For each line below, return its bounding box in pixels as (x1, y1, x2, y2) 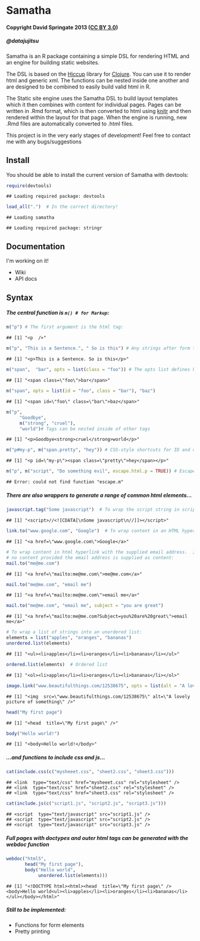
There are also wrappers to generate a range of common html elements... (6, 491, 192, 499)
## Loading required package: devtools (6, 194, 105, 200)
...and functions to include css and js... (6, 754, 105, 761)
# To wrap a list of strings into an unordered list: (6, 629, 143, 635)
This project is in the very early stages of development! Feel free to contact (6, 131, 191, 139)
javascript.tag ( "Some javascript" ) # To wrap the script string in (6, 507, 180, 513)
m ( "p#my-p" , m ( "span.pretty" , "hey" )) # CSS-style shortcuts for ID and (6, 447, 190, 453)
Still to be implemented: (6, 906, 67, 914)
